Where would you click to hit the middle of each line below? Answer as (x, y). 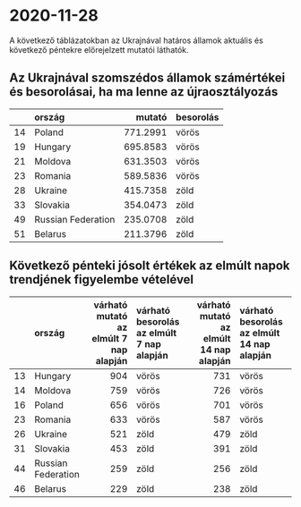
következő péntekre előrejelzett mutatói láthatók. (99, 49)
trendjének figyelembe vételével (102, 279)
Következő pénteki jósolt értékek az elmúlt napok (150, 266)
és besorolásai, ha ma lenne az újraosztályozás (144, 92)
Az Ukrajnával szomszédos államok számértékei (147, 78)
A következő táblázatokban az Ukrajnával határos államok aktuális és (137, 40)
